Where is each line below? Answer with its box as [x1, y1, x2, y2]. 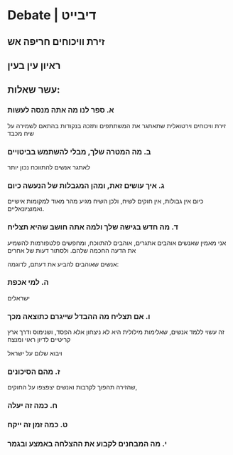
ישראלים [7, 293, 31, 302]
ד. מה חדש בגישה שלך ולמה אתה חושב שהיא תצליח [7, 222, 179, 232]
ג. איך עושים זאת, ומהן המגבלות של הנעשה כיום [7, 180, 165, 190]
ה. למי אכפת [7, 278, 49, 288]
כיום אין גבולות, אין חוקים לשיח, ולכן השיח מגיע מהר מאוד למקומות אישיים [7, 197, 204, 206]
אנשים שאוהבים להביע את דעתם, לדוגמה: [7, 260, 119, 268]
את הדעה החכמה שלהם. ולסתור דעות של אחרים [7, 246, 136, 254]
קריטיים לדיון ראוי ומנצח [7, 335, 71, 344]
